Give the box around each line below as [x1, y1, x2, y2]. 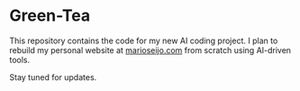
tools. [9, 54, 31, 65]
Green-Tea [9, 5, 91, 26]
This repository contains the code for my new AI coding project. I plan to [9, 35, 278, 46]
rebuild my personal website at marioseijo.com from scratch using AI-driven [9, 44, 291, 55]
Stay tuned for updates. [9, 71, 97, 82]
